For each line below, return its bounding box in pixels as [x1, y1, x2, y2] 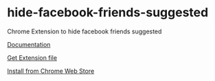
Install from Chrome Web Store [7, 67, 95, 75]
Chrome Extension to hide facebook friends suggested [7, 27, 162, 35]
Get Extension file [7, 53, 57, 62]
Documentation [7, 40, 51, 48]
